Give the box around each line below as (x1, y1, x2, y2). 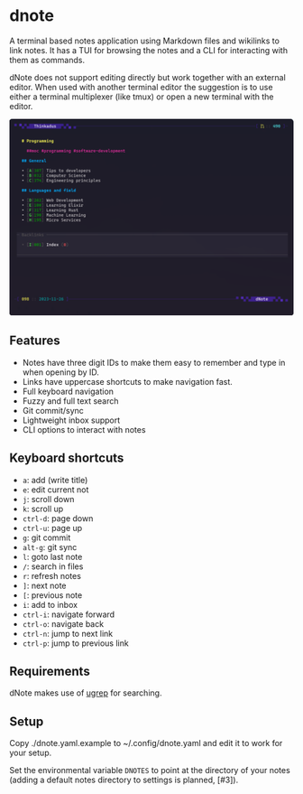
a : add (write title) (22, 474, 88, 485)
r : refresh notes (22, 570, 81, 581)
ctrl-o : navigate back (22, 618, 105, 629)
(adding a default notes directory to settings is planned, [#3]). (9, 774, 239, 786)
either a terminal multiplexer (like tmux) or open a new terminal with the (9, 91, 274, 102)
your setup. (9, 747, 52, 759)
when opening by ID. (22, 367, 99, 378)
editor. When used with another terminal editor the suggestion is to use (9, 81, 273, 92)
